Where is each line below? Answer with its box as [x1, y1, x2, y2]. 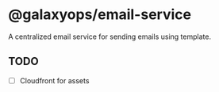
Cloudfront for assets [19, 75, 90, 85]
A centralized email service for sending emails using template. [8, 32, 212, 41]
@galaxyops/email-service [8, 6, 192, 24]
